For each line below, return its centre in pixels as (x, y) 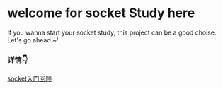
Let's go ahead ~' (33, 40)
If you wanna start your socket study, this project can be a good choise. (112, 32)
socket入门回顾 (29, 78)
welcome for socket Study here (101, 13)
